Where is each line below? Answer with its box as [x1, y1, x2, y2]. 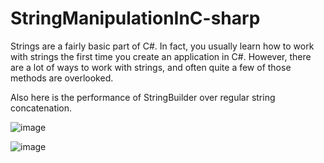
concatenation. [10, 102, 73, 114]
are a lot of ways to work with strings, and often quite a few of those [10, 61, 292, 73]
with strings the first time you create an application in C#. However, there [10, 50, 312, 62]
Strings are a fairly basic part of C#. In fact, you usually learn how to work [10, 40, 315, 52]
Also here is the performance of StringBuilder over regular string [10, 91, 276, 103]
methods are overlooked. [10, 72, 114, 84]
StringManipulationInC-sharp [10, 7, 261, 30]
